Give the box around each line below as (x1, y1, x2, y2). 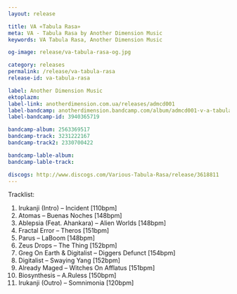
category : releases (8, 61, 65, 69)
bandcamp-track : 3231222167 (8, 133, 91, 140)
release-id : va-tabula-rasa (8, 75, 91, 82)
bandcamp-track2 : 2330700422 (8, 139, 94, 146)
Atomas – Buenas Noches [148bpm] (18, 212, 122, 220)
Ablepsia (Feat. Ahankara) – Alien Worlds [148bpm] (18, 219, 167, 227)
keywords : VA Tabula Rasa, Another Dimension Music (8, 36, 162, 43)
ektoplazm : (8, 94, 40, 101)
